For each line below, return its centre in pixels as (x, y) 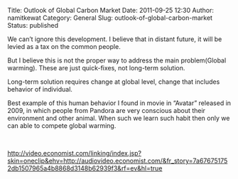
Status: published (33, 25)
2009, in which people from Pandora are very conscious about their (107, 110)
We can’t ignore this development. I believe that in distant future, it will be (115, 39)
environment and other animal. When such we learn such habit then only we (119, 118)
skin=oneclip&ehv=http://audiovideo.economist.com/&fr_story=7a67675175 (118, 161)
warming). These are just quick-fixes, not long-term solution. (96, 68)
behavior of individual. (40, 89)
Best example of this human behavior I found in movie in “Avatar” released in (119, 103)
